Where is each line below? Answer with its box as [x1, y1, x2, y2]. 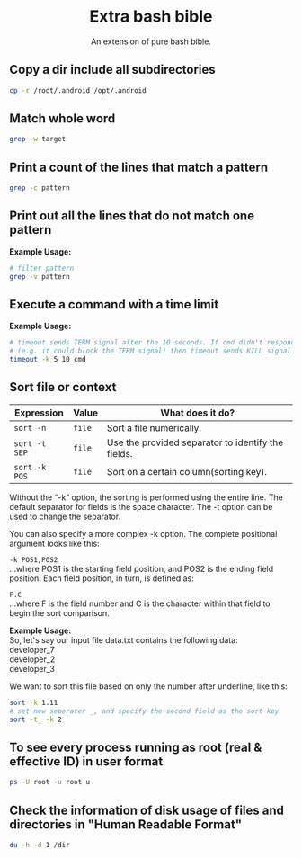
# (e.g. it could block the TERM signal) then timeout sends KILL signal [9, 346, 292, 356]
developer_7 [9, 644, 56, 655]
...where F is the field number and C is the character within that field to [9, 598, 271, 609]
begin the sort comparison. [9, 607, 110, 618]
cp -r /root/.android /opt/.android [9, 85, 147, 95]
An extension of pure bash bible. [91, 36, 211, 47]
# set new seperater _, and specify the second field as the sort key [9, 706, 280, 716]
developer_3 [9, 663, 56, 674]
